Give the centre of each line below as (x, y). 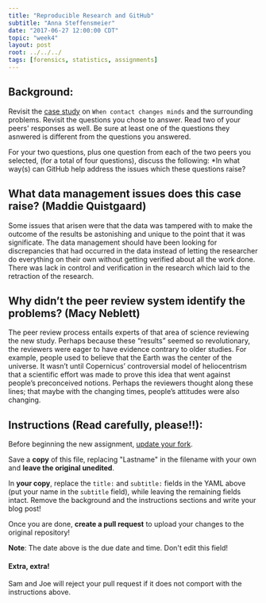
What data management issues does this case (125, 194)
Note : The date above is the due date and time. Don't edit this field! (118, 548)
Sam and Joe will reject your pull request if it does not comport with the (125, 584)
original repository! (39, 532)
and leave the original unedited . (62, 468)
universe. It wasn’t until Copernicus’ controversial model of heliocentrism (128, 366)
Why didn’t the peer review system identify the (127, 301)
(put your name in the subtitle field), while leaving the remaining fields (125, 492)
